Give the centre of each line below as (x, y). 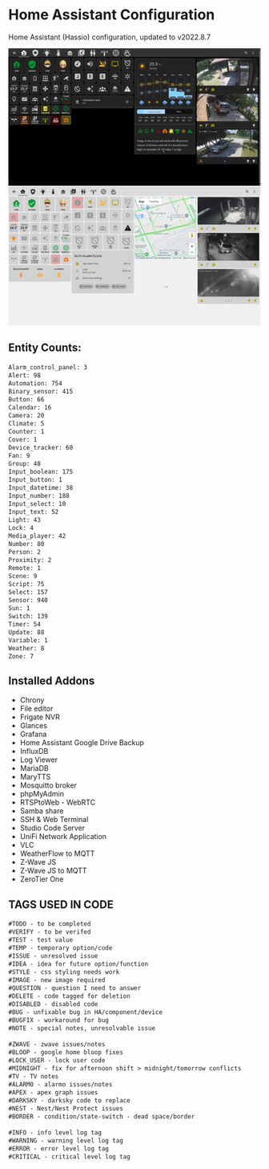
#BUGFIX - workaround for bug (59, 1020)
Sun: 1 (19, 608)
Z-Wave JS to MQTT (53, 871)
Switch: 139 (28, 616)
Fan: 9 (19, 455)
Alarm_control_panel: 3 (48, 367)
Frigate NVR (40, 717)
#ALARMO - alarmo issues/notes (60, 1085)
